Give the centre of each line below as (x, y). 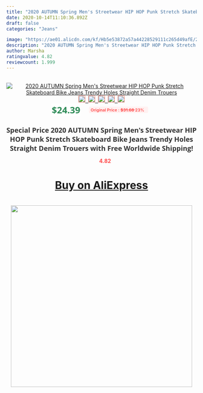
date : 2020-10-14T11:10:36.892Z (47, 18)
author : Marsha (25, 51)
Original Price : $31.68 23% (118, 110)
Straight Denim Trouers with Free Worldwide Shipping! (101, 148)
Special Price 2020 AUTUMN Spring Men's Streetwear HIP (101, 130)
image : (14, 40)
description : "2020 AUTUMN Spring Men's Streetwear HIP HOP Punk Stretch (101, 45)
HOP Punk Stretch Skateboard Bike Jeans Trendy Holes (101, 139)
